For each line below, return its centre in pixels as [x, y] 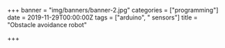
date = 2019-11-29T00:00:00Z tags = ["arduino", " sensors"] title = [103, 17]
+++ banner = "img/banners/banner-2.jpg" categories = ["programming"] [113, 10]
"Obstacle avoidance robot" [47, 25]
